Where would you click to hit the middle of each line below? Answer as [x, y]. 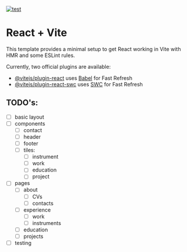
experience [37, 210]
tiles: [29, 150]
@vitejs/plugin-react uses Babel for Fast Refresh [74, 78]
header [32, 137]
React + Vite [37, 33]
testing [23, 243]
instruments [47, 223]
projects [33, 236]
